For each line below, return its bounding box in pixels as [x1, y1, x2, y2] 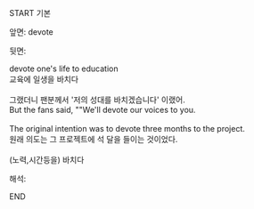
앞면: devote [9, 27, 53, 37]
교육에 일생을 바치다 [9, 74, 78, 84]
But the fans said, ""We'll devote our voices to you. [9, 105, 196, 115]
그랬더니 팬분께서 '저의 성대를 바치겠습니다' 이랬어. [9, 94, 185, 105]
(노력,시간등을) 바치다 [9, 155, 85, 165]
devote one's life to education [9, 63, 119, 74]
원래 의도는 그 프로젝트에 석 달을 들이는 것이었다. [9, 134, 178, 144]
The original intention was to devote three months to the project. [9, 124, 245, 133]
